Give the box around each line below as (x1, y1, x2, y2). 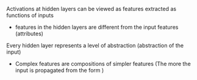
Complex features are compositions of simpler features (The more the (15, 60, 191, 67)
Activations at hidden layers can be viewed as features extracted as (6, 5, 177, 12)
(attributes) (15, 30, 44, 37)
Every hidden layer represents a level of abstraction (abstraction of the (6, 42, 184, 49)
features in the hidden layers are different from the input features (15, 24, 179, 31)
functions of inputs (6, 12, 54, 19)
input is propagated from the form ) (15, 67, 104, 74)
